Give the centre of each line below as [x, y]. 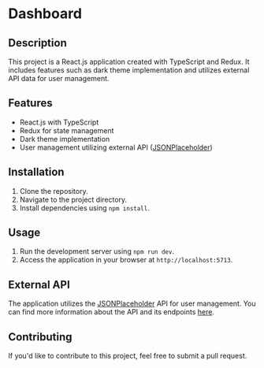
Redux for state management [67, 130]
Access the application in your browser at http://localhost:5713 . [126, 260]
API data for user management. [59, 78]
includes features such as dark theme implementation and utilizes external [129, 70]
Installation [36, 172]
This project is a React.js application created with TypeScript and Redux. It [129, 61]
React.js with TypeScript [59, 122]
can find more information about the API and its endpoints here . [112, 312]
